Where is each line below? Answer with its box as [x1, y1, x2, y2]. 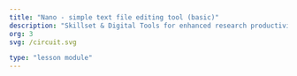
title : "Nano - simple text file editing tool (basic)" [9, 12, 219, 22]
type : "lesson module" [9, 54, 93, 63]
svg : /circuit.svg [9, 37, 77, 47]
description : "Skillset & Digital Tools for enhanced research [9, 21, 247, 30]
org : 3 [9, 29, 34, 38]
